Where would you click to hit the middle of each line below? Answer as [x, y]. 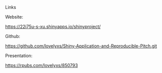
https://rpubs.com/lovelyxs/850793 [42, 65]
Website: [14, 17]
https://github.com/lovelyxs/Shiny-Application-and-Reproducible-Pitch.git [81, 46]
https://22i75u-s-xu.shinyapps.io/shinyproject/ [53, 26]
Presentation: [19, 55]
